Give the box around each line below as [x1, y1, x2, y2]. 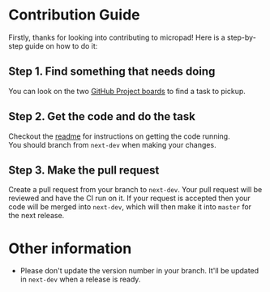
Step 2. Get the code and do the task [8, 109, 196, 123]
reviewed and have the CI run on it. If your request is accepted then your [8, 193, 251, 204]
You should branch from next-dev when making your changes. [8, 140, 216, 149]
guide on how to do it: [24, 41, 98, 50]
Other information [8, 239, 132, 257]
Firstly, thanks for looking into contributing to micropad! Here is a [8, 32, 225, 42]
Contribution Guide [8, 6, 140, 24]
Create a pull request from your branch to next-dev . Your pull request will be [8, 185, 263, 195]
